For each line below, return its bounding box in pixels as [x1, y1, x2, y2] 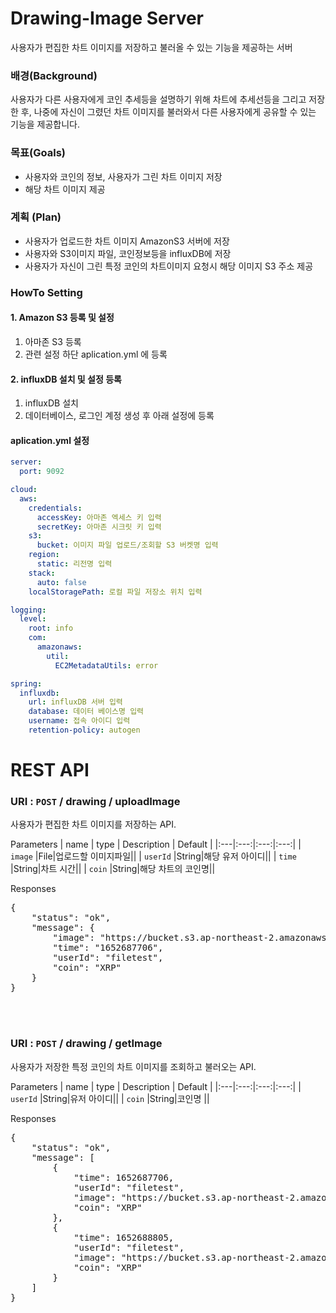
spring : [10, 678, 43, 689]
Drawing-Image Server [10, 7, 204, 30]
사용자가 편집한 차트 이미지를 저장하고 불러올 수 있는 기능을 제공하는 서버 [10, 41, 293, 53]
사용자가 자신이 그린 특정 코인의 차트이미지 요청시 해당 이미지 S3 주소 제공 [24, 260, 314, 272]
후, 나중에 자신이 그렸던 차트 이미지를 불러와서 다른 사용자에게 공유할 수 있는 [20, 106, 317, 118]
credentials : [28, 503, 83, 513]
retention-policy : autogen [28, 725, 141, 736]
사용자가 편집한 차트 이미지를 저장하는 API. [10, 818, 177, 831]
